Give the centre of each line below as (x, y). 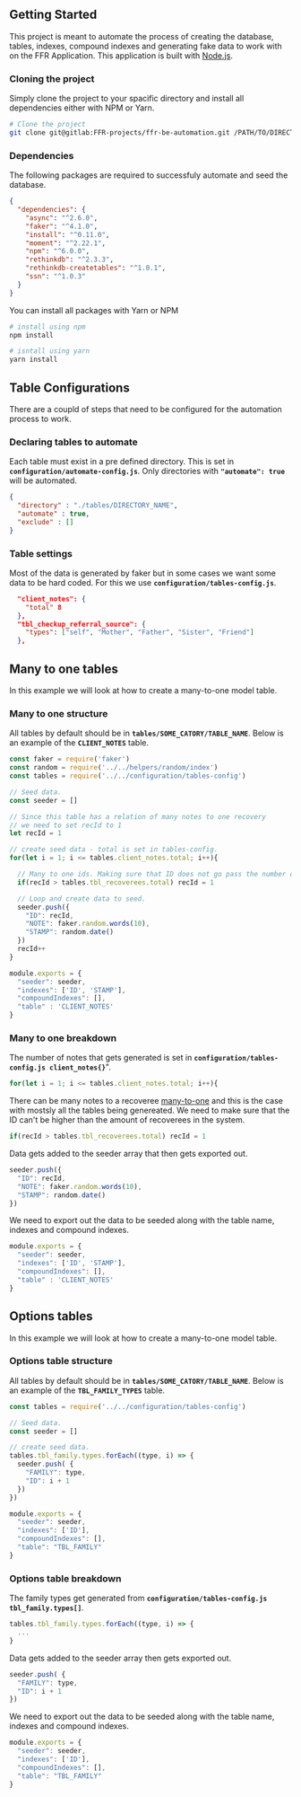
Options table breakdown (65, 1578)
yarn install (34, 360)
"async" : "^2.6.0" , (62, 218)
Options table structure (61, 1361)
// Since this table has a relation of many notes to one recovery (138, 816)
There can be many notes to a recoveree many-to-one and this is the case (146, 1101)
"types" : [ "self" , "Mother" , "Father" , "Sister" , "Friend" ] (140, 632)
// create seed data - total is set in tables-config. (114, 850)
